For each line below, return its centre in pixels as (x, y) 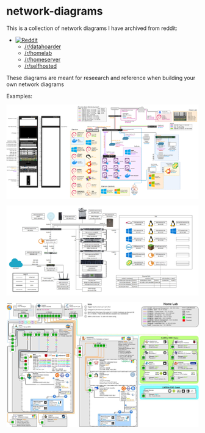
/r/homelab (38, 53)
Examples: (19, 96)
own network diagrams (35, 84)
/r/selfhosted (40, 66)
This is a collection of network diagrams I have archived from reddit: (92, 28)
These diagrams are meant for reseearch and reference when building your (101, 78)
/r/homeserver (42, 59)
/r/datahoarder (43, 46)
